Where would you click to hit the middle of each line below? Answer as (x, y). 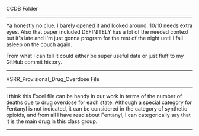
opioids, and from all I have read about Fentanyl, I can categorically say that (98, 115)
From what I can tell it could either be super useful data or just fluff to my (95, 56)
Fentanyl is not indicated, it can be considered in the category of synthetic (97, 109)
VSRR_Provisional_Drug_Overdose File (53, 79)
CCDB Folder (22, 9)
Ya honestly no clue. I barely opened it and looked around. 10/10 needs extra (99, 25)
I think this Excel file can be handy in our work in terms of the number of (94, 96)
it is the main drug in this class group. (52, 121)
